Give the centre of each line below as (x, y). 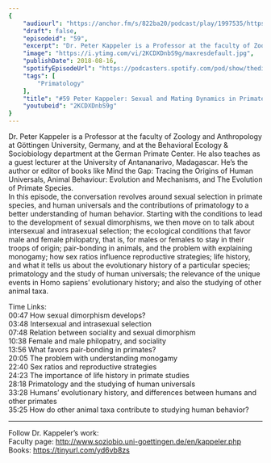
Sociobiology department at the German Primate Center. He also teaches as (134, 154)
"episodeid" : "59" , (56, 38)
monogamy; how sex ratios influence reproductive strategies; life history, (129, 257)
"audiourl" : (43, 23)
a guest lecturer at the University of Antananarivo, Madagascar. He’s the (128, 162)
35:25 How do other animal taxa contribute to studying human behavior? (129, 410)
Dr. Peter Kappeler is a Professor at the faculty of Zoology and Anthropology (135, 137)
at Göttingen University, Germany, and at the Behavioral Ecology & (118, 145)
